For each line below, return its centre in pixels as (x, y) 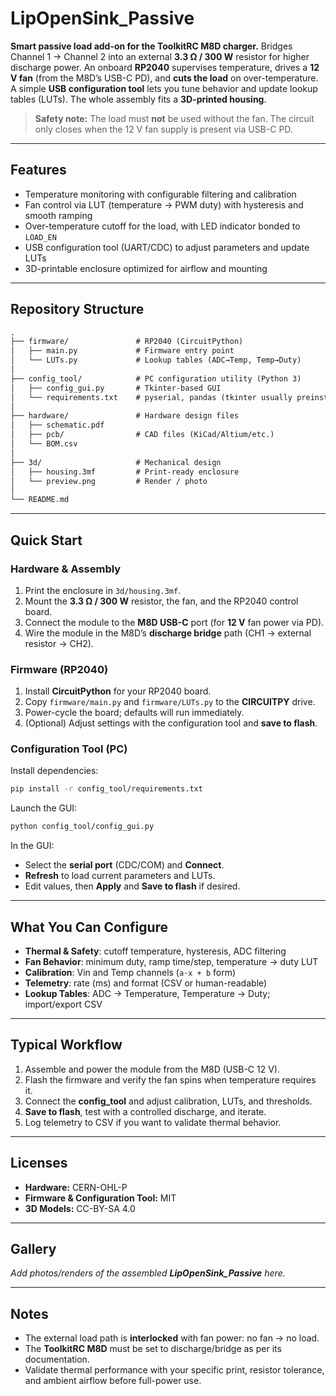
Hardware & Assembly (66, 569)
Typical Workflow (66, 1045)
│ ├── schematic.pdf (57, 425)
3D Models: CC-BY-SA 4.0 (80, 1208)
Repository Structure (77, 309)
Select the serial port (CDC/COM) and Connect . (124, 865)
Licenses (39, 1163)
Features (38, 170)
